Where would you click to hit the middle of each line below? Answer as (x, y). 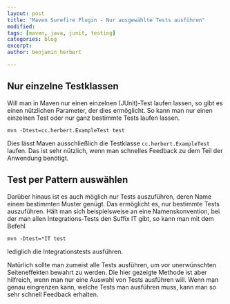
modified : (21, 26)
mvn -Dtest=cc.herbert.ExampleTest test (66, 130)
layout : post (26, 14)
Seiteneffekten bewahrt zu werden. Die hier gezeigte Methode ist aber (107, 272)
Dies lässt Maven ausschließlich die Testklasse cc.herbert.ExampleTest (109, 143)
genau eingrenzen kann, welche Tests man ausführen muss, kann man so (112, 287)
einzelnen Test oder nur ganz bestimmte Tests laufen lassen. (94, 118)
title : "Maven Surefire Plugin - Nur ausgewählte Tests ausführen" (106, 20)
